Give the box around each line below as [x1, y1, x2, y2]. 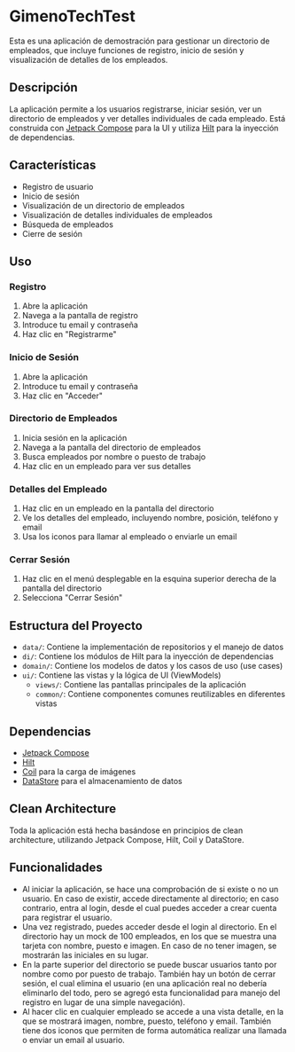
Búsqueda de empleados [21, 219, 113, 230]
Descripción [9, 80, 78, 95]
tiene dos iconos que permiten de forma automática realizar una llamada [21, 1025, 287, 1035]
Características [9, 158, 97, 173]
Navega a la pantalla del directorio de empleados [21, 442, 201, 452]
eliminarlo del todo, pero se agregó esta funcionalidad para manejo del [21, 987, 281, 998]
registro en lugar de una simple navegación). [21, 996, 186, 1008]
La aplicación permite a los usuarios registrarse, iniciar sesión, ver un [9, 104, 262, 114]
